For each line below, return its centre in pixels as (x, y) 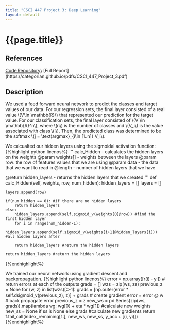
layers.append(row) (26, 192)
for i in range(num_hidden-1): (47, 224)
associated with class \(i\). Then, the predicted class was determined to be (83, 131)
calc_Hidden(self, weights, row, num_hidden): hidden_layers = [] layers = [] (83, 183)
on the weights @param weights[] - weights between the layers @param (81, 157)
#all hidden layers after (32, 237)
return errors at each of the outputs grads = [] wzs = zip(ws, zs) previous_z (84, 284)
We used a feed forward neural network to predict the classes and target (81, 104)
